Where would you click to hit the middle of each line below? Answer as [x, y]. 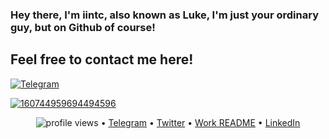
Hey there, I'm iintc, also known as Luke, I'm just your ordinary [164, 15]
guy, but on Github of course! [83, 27]
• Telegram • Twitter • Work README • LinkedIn [200, 122]
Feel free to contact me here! [102, 59]
